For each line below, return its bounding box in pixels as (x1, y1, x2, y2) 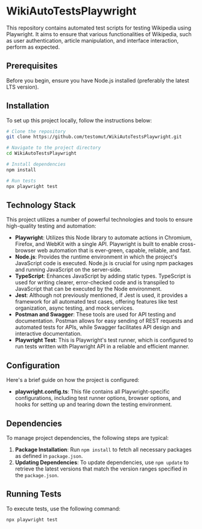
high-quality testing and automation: (6, 222, 96, 230)
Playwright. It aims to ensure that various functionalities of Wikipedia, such (6, 30, 192, 37)
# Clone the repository (6, 128, 66, 134)
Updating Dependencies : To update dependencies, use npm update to (14, 459, 189, 466)
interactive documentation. (14, 330, 82, 337)
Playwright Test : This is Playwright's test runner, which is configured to (14, 336, 194, 344)
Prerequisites (6, 61, 58, 71)
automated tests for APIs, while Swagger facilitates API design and (14, 324, 181, 331)
